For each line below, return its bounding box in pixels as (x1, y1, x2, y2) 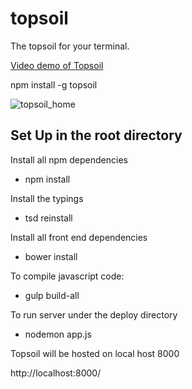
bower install (24, 250, 78, 262)
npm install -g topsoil (10, 78, 98, 91)
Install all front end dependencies (10, 231, 148, 243)
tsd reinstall (24, 212, 73, 224)
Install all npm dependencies (10, 153, 128, 166)
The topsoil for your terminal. (10, 40, 130, 52)
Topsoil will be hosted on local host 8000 (10, 347, 180, 359)
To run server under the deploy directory (10, 308, 178, 321)
